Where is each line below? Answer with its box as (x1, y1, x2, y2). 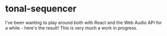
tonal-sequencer (5, 3, 76, 14)
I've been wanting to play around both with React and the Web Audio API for (5, 19, 162, 25)
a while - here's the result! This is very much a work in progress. (5, 24, 137, 30)
